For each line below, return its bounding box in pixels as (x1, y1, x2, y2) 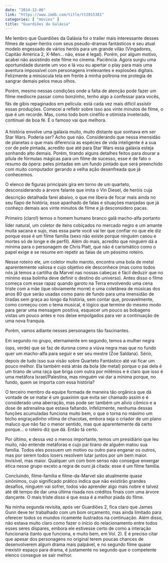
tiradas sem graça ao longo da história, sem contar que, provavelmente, (5, 296, 154, 302)
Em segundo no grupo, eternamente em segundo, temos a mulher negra (5, 338, 154, 344)
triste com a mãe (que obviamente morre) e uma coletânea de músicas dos (5, 286, 160, 292)
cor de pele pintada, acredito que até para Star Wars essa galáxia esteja (5, 145, 154, 151)
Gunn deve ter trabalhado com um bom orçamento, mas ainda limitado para (5, 510, 161, 516)
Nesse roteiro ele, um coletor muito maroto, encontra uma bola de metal (5, 259, 154, 265)
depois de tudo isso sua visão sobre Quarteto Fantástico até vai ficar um (5, 358, 155, 364)
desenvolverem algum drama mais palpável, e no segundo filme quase (5, 541, 151, 547)
